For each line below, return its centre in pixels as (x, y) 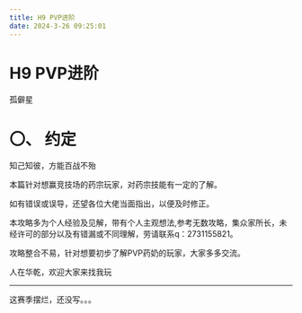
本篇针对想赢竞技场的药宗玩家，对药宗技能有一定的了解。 (115, 185)
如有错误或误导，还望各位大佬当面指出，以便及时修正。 (111, 204)
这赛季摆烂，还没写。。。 (53, 300)
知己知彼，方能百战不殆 (53, 166)
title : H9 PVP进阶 (42, 17)
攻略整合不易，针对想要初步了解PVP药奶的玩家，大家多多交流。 (127, 253)
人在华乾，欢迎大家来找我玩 (61, 272)
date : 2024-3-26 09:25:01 (58, 26)
